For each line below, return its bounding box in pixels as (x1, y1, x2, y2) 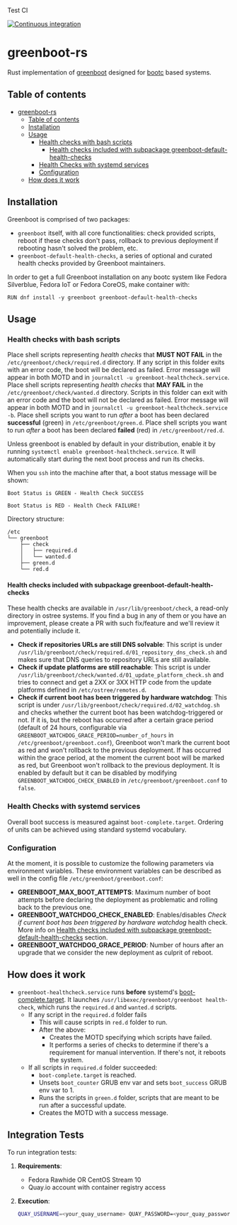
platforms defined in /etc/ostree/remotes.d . (17, 685, 147, 695)
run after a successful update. (38, 1101, 127, 1109)
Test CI (7, 6, 28, 14)
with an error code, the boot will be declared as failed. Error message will (7, 366, 221, 374)
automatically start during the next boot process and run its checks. (7, 454, 205, 464)
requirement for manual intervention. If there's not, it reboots (49, 1047, 226, 1057)
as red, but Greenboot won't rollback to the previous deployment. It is (17, 761, 221, 770)
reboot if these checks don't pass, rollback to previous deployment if (17, 236, 219, 244)
